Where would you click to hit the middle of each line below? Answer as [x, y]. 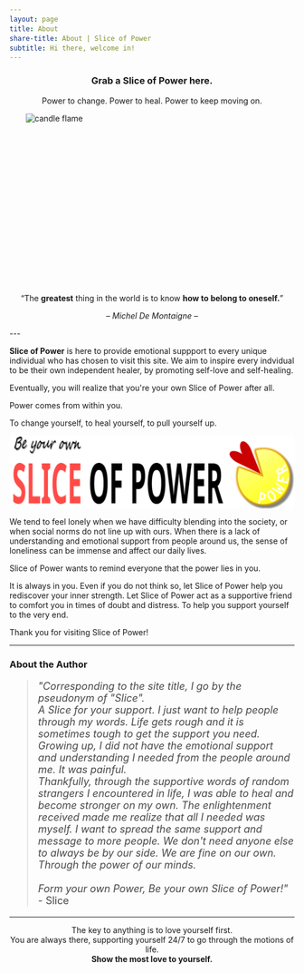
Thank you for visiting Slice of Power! [79, 632]
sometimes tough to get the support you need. [149, 733]
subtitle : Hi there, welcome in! [72, 48]
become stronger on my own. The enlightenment [154, 805]
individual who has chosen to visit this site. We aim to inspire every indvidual [152, 360]
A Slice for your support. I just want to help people [158, 710]
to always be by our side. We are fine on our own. [157, 853]
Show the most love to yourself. [152, 958]
